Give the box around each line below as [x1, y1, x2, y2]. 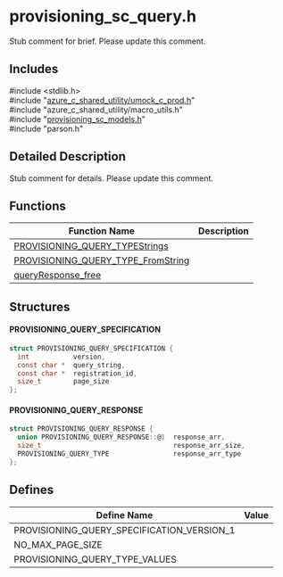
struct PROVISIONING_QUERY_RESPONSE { [9, 425, 154, 433]
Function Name [68, 225, 136, 237]
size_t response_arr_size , [17, 441, 246, 450]
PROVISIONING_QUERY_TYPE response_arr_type [17, 449, 242, 458]
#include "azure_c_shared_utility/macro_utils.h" [9, 104, 183, 115]
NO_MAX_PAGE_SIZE [13, 538, 103, 550]
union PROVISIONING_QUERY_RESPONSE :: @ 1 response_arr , [17, 433, 226, 442]
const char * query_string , [17, 360, 126, 369]
